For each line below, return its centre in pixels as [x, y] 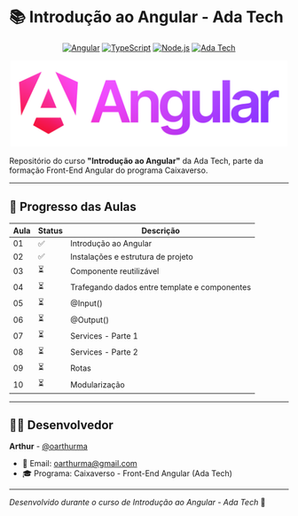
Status [51, 231]
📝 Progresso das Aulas [73, 206]
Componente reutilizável [115, 270]
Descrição [161, 231]
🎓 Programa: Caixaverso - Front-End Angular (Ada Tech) [127, 473]
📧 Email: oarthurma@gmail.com [79, 464]
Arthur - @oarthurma [49, 446]
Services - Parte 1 [105, 336]
